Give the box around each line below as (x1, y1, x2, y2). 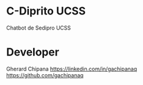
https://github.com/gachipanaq (6, 71, 84, 79)
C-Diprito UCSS (6, 4, 86, 18)
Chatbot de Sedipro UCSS (6, 24, 71, 31)
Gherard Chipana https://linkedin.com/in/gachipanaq (6, 65, 138, 72)
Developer (6, 45, 59, 59)
